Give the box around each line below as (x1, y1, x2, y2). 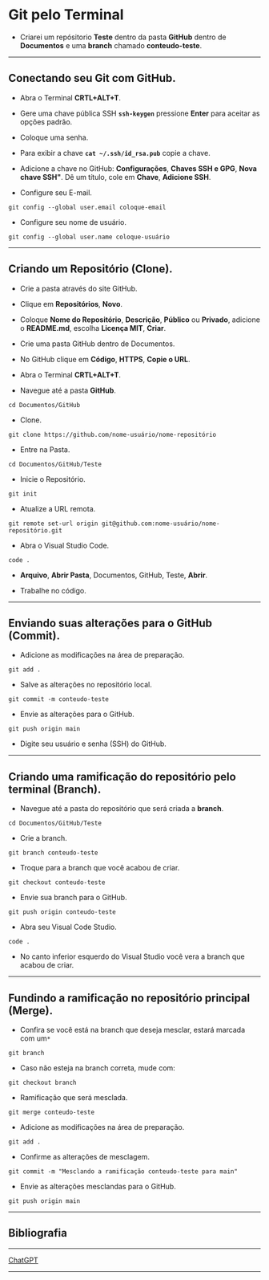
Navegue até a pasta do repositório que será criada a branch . (19, 804, 224, 813)
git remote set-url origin (8, 520, 98, 528)
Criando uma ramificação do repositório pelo (8, 769, 236, 784)
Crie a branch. (19, 834, 68, 843)
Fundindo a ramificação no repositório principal (8, 991, 251, 1005)
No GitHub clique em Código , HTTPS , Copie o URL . (19, 354, 191, 364)
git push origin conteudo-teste (8, 908, 116, 916)
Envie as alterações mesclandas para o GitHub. (19, 1182, 176, 1191)
